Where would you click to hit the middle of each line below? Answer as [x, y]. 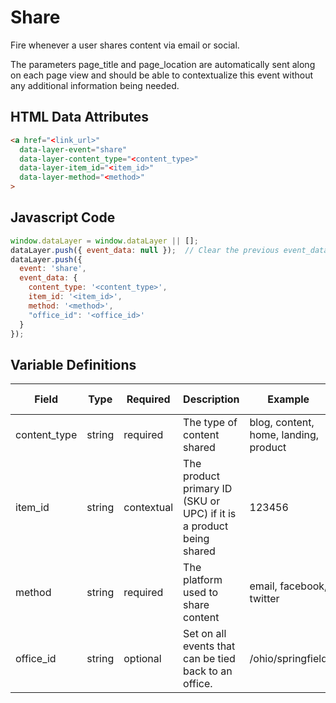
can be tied [209, 659]
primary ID [208, 489]
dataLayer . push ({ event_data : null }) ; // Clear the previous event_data [169, 250]
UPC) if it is [210, 514]
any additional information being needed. [95, 85]
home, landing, [284, 435]
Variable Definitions [73, 364]
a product [206, 526]
